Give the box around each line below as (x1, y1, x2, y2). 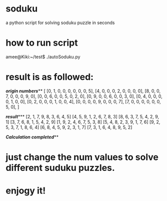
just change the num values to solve (5, 151, 159, 163)
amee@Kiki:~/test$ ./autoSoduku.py (5, 54, 80, 60)
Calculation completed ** (5, 134, 59, 140)
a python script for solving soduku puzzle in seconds (5, 20, 115, 26)
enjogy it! (5, 185, 46, 196)
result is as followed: (5, 71, 94, 83)
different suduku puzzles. (5, 162, 115, 173)
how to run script (5, 37, 78, 49)
